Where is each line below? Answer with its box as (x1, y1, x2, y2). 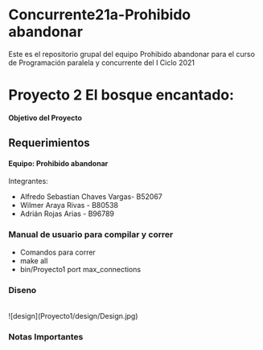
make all (19, 255, 48, 266)
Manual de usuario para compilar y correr (8, 229, 174, 240)
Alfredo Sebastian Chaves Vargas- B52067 (19, 192, 163, 201)
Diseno (8, 284, 37, 295)
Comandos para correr (19, 247, 97, 257)
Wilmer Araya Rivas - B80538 (19, 201, 119, 210)
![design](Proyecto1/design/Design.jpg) (8, 311, 138, 320)
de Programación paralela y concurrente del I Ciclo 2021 (8, 58, 195, 67)
